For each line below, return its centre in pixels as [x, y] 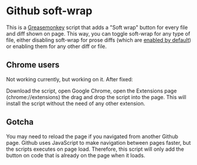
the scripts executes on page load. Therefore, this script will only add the [95, 149]
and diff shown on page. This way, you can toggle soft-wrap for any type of [98, 33]
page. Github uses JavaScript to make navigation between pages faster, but [98, 142]
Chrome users [33, 65]
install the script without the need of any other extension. [76, 103]
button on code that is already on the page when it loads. [76, 155]
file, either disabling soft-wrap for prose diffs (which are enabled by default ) [98, 40]
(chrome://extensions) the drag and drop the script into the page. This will [96, 97]
